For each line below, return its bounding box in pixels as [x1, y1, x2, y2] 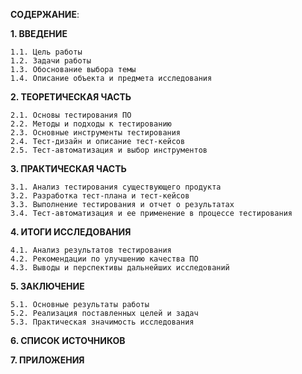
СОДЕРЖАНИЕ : [10, 9, 80, 20]
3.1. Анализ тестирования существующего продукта [10, 182, 222, 192]
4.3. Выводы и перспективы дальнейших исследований [10, 263, 230, 273]
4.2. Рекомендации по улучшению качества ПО [10, 254, 199, 264]
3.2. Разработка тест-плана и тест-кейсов [10, 191, 190, 201]
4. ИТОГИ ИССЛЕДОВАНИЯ [10, 226, 132, 238]
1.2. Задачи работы [10, 56, 92, 66]
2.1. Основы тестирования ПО [10, 110, 132, 120]
